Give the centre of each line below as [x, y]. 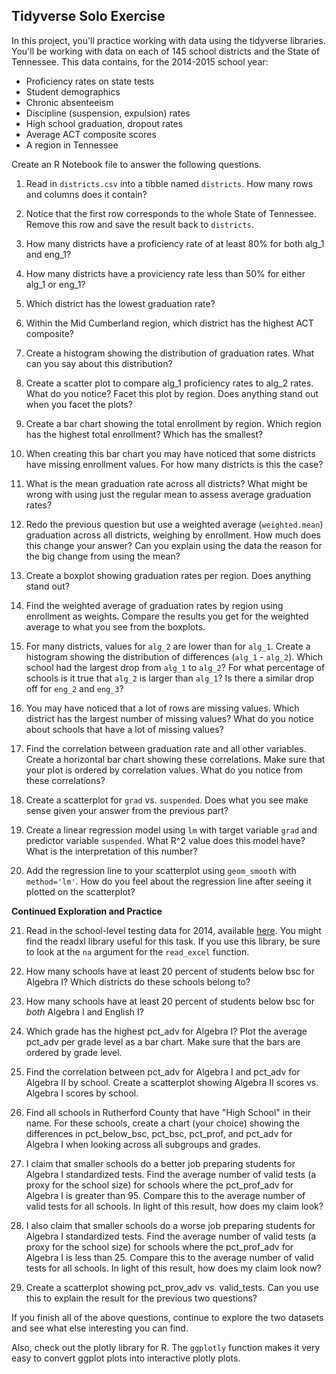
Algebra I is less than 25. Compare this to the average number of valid [169, 1257]
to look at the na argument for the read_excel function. [137, 951]
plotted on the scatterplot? [80, 891]
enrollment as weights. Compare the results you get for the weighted [167, 616]
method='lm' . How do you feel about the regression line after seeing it [168, 881]
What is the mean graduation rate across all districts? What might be [166, 483]
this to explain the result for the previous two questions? [141, 1298]
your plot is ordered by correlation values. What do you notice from [164, 770]
